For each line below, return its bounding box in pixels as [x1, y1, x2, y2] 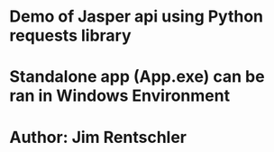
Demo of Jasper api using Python [9, 6, 264, 27]
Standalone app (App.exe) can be [9, 67, 265, 87]
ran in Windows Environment [9, 85, 231, 106]
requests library [9, 25, 132, 46]
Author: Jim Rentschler [9, 127, 187, 148]
